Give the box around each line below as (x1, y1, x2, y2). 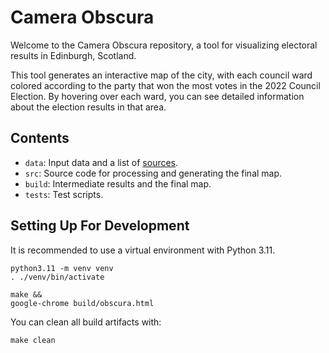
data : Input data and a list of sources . (24, 156, 179, 168)
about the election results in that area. (10, 101, 167, 113)
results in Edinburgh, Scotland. (10, 49, 137, 61)
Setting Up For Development (10, 217, 190, 235)
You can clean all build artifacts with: (10, 316, 162, 328)
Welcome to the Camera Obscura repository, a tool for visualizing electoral (10, 39, 318, 51)
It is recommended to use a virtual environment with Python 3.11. (10, 244, 276, 256)
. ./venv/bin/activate (10, 272, 105, 282)
